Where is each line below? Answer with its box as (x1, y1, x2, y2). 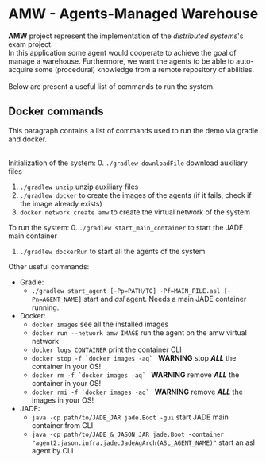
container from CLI (31, 420, 94, 430)
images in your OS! (31, 395, 94, 405)
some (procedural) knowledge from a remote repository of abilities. (34, 64, 255, 74)
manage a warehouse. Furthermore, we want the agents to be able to (8, 56, 234, 66)
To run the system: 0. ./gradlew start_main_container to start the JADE (8, 222, 244, 232)
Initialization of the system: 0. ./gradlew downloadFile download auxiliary (8, 158, 248, 168)
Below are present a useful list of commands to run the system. (8, 81, 215, 91)
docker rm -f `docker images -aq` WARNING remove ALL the (31, 370, 240, 380)
